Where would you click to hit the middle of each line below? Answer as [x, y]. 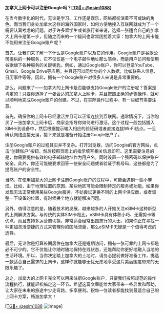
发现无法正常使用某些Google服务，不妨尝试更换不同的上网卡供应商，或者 [79, 192]
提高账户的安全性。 [24, 169]
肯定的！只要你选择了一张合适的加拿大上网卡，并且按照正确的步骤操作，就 [80, 94]
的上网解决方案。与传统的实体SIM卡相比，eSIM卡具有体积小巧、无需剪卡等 [80, 215]
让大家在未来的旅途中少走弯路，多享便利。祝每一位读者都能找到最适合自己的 [82, 290]
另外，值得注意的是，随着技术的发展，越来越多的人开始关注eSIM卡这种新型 [81, 209]
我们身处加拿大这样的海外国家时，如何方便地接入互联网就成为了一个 [90, 24]
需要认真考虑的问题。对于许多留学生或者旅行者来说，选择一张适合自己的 [78, 30]
